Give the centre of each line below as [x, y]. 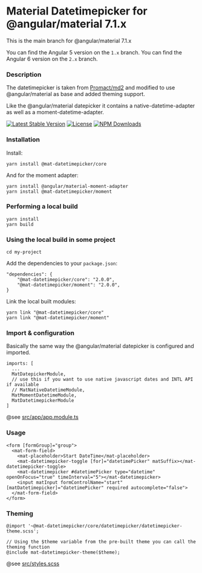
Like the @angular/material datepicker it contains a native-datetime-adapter [101, 106]
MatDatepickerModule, [39, 374]
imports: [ [20, 364]
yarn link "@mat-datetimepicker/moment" [58, 318]
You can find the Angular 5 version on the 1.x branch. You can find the [94, 52]
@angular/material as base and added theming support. [76, 94]
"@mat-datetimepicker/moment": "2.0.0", [69, 285]
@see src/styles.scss [33, 564]
